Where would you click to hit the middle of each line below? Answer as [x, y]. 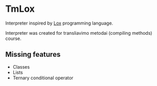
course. [13, 38]
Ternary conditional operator [43, 78]
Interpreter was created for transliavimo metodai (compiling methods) [79, 33]
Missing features [33, 55]
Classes [21, 67]
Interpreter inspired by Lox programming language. [59, 23]
